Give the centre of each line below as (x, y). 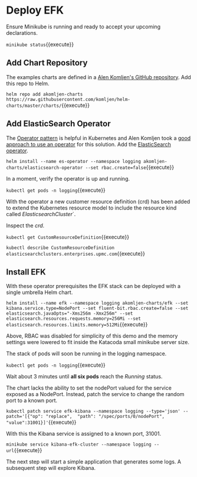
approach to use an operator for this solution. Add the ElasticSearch (88, 144)
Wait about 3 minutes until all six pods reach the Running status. (84, 377)
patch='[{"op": (25, 417)
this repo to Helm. (28, 83)
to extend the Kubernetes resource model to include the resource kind (91, 208)
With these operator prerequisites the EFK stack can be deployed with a (93, 286)
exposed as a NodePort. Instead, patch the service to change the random (95, 394)
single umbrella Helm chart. (40, 292)
